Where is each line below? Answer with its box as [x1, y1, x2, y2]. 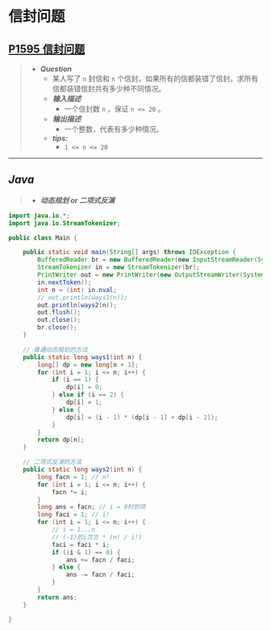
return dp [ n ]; [37, 436, 85, 444]
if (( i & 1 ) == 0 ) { [51, 548, 121, 557]
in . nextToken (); [37, 278, 92, 286]
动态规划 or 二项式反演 [40, 195, 115, 205]
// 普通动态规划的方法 [23, 345, 89, 354]
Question [40, 64, 73, 74]
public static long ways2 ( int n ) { [23, 466, 143, 474]
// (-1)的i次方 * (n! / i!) [51, 533, 143, 541]
